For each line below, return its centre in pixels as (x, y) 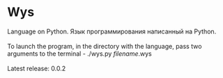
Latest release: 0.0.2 (37, 68)
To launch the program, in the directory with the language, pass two (105, 46)
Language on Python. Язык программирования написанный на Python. (112, 31)
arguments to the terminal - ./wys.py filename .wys (79, 54)
